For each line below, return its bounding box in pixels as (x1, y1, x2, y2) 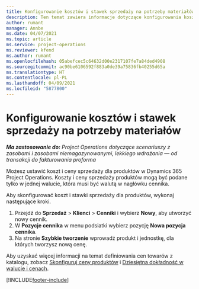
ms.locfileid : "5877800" (6, 86, 68, 92)
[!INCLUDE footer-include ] (6, 276, 69, 283)
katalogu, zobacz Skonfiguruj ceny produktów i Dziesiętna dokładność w (6, 258, 184, 265)
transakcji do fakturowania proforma (6, 156, 97, 163)
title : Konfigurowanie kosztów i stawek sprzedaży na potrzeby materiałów (6, 8, 195, 15)
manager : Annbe (6, 25, 44, 31)
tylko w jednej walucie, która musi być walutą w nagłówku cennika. (6, 180, 170, 187)
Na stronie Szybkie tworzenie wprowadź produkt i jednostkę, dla (14, 235, 174, 242)
